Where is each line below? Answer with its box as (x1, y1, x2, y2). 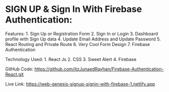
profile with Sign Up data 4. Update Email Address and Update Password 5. (5, 36, 161, 42)
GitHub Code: (5, 66, 34, 72)
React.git (5, 71, 24, 77)
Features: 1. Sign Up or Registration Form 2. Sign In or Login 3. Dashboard (5, 30, 158, 36)
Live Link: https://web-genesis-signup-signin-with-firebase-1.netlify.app (5, 81, 155, 87)
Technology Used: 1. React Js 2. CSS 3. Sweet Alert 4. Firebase (5, 56, 137, 62)
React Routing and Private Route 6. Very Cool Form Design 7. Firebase (5, 41, 150, 47)
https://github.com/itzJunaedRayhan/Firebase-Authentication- (34, 66, 164, 72)
